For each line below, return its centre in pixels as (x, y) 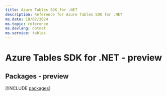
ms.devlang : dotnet (26, 28)
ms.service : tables (26, 33)
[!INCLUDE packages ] (28, 88)
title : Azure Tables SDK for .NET (41, 10)
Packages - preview (37, 76)
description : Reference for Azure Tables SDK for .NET (64, 14)
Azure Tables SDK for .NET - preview (84, 58)
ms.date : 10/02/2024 (27, 19)
